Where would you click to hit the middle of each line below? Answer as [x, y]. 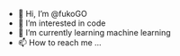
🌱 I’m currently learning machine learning [94, 32]
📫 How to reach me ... [59, 43]
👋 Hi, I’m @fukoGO [52, 14]
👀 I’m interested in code [62, 23]
